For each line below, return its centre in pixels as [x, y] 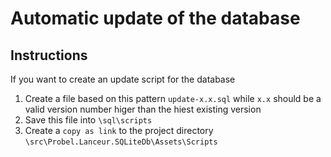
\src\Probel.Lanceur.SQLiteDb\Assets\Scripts [121, 142]
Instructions [49, 55]
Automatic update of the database [155, 18]
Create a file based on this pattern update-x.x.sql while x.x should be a [173, 98]
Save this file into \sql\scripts [88, 120]
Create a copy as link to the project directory [119, 130]
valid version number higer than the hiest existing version [143, 109]
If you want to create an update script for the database [123, 79]
